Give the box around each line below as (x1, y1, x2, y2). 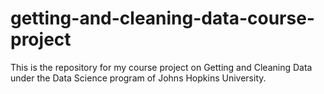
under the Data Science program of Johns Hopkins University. (10, 72, 267, 84)
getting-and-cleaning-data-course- (10, 7, 315, 30)
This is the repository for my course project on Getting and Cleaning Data (10, 61, 313, 73)
